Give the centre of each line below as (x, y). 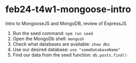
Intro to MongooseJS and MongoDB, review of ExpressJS (66, 23)
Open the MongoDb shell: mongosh (48, 39)
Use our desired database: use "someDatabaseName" (66, 49)
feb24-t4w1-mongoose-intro (68, 9)
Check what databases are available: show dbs (61, 44)
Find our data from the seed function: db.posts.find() (70, 55)
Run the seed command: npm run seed (53, 33)
